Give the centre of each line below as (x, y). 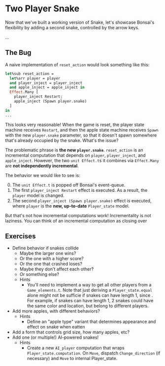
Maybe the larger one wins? (48, 253)
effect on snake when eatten (56, 327)
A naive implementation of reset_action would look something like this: (77, 64)
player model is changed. (38, 195)
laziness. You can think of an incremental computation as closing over (76, 221)
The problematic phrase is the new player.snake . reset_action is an (74, 150)
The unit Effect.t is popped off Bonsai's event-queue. (69, 185)
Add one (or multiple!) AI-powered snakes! (55, 337)
